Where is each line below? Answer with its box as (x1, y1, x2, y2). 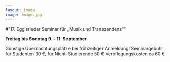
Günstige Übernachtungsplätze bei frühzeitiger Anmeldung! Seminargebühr (5, 45, 163, 51)
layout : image (5, 7, 36, 13)
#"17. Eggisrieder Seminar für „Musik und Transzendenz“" (5, 26, 126, 32)
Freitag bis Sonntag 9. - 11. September (5, 36, 87, 42)
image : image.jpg (5, 12, 42, 17)
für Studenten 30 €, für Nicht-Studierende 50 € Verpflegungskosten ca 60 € (5, 51, 165, 57)
